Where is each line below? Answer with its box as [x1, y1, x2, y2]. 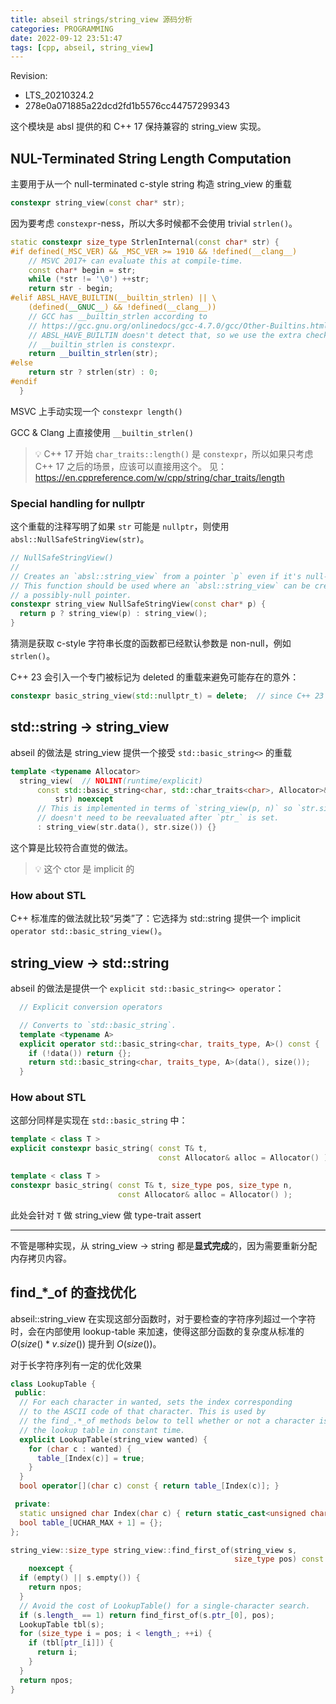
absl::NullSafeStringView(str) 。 [10, 533, 150, 545]
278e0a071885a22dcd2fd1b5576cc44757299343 [24, 100, 230, 112]
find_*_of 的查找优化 [10, 1284, 137, 1301]
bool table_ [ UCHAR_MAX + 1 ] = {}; [19, 1517, 163, 1528]
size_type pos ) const [233, 1554, 325, 1565]
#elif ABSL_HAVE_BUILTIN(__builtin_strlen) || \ [10, 293, 217, 303]
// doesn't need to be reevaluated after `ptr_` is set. [36, 813, 280, 823]
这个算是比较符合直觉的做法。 [10, 841, 133, 853]
